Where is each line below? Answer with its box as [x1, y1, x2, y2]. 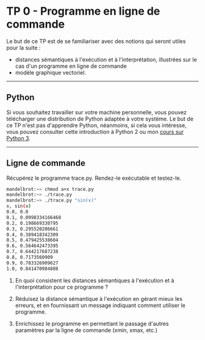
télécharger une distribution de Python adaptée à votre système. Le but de [6, 115, 194, 122]
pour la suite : [6, 44, 41, 51]
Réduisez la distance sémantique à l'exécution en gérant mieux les [15, 295, 183, 302]
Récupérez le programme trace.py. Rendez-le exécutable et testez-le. [6, 174, 182, 182]
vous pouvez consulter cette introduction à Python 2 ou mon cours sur [6, 128, 184, 135]
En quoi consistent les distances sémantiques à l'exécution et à [15, 276, 174, 284]
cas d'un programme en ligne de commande [15, 62, 127, 70]
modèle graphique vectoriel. [15, 68, 87, 76]
